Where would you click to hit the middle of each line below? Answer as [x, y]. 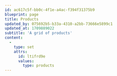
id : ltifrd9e [32, 56]
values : [26, 61]
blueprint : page [22, 14]
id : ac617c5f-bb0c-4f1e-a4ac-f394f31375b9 [50, 10]
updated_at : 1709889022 [30, 28]
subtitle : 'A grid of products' [38, 33]
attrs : [21, 51]
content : [14, 38]
